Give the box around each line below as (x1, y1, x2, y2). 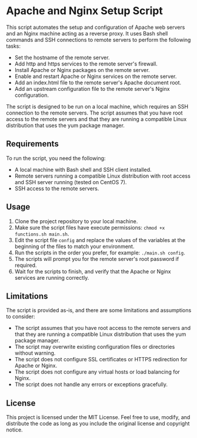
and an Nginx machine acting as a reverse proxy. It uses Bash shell (6, 30, 168, 37)
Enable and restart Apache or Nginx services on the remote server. (14, 73, 177, 80)
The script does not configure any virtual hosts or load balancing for (14, 368, 181, 375)
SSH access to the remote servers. (14, 185, 99, 192)
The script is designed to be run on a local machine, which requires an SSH (6, 103, 189, 110)
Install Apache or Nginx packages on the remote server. (14, 66, 150, 73)
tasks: (6, 43, 21, 50)
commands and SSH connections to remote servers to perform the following (6, 36, 191, 43)
